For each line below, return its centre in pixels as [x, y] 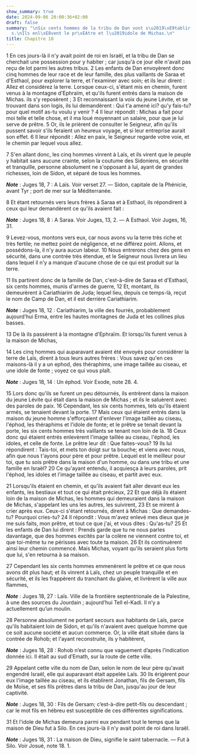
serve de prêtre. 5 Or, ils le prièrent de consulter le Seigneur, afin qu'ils [92, 124]
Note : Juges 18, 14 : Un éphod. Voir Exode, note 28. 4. [72, 382]
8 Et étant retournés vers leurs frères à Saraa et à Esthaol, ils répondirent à [96, 202]
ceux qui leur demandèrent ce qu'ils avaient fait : [65, 208]
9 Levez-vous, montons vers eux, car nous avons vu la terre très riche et [94, 238]
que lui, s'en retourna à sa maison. [48, 554]
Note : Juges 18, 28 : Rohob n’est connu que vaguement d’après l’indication [98, 650]
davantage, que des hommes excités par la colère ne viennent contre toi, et [98, 536]
